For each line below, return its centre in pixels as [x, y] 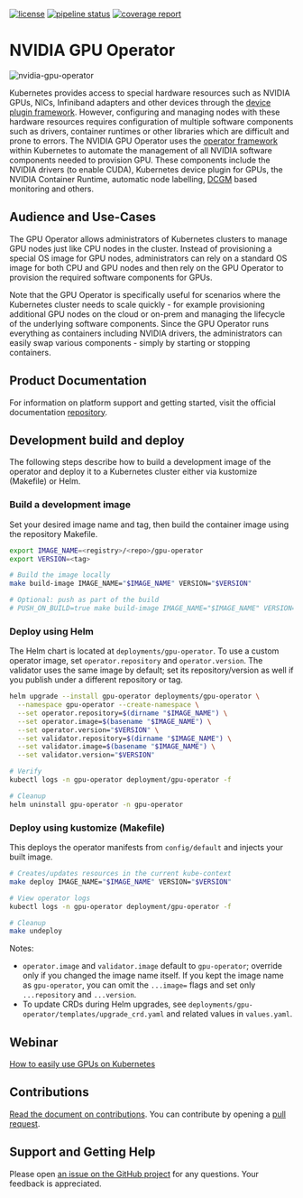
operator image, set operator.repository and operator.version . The [136, 661]
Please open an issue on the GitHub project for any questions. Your [134, 1174]
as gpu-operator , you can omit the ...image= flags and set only [139, 985]
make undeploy [36, 931]
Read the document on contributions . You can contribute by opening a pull [148, 1114]
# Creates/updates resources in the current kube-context [120, 874]
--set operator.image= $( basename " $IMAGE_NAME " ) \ [115, 721]
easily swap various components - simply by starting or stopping [130, 342]
